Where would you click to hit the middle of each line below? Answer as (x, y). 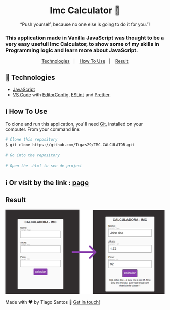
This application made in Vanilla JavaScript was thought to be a (85, 38)
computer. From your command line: (43, 129)
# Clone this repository (31, 139)
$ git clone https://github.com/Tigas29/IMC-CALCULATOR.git (70, 145)
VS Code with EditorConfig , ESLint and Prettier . (62, 95)
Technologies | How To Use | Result (85, 61)
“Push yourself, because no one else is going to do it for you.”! (85, 24)
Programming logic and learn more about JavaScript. (72, 50)
